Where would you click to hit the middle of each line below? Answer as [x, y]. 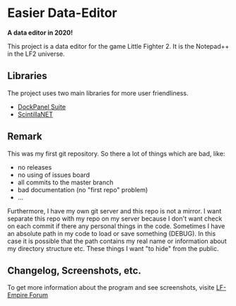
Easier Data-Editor [63, 13]
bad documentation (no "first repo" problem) [83, 189]
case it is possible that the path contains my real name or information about [117, 241]
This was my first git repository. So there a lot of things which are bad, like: [116, 153]
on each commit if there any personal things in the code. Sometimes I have [116, 226]
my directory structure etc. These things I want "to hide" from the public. [113, 248]
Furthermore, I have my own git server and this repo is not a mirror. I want [114, 211]
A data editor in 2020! [40, 33]
